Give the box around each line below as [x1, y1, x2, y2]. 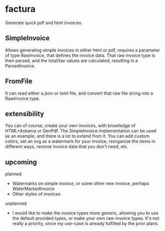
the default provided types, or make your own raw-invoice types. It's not [12, 215, 160, 221]
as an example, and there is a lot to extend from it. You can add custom [5, 133, 150, 139]
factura [5, 3, 36, 15]
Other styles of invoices [12, 191, 61, 197]
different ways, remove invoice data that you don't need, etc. [5, 144, 129, 150]
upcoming [5, 158, 37, 166]
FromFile [5, 77, 33, 86]
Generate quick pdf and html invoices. [5, 20, 83, 26]
